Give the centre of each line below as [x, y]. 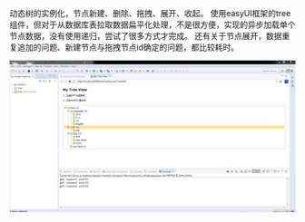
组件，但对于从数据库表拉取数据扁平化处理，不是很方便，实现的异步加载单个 [152, 24]
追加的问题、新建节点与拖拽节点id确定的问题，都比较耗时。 [128, 47]
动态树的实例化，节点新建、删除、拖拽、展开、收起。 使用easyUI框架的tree [150, 13]
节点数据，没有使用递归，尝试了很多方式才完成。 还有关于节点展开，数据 [146, 36]
